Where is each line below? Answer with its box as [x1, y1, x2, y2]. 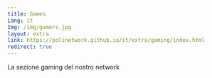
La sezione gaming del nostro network [7, 63, 120, 71]
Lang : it [7, 17, 33, 24]
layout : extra [7, 30, 50, 38]
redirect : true [7, 43, 53, 50]
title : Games [7, 10, 46, 18]
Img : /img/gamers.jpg [7, 23, 72, 30]
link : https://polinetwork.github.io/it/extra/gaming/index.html [7, 37, 205, 44]
